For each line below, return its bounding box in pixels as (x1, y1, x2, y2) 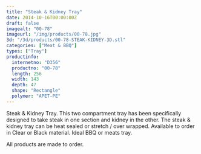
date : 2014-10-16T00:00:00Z (6, 14, 77, 21)
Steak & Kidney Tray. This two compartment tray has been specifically (6, 109, 182, 117)
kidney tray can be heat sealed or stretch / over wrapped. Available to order (6, 122, 195, 130)
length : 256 (12, 71, 42, 77)
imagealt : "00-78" (6, 25, 53, 32)
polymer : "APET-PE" (12, 93, 61, 99)
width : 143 (12, 76, 39, 82)
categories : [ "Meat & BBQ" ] (6, 43, 77, 49)
